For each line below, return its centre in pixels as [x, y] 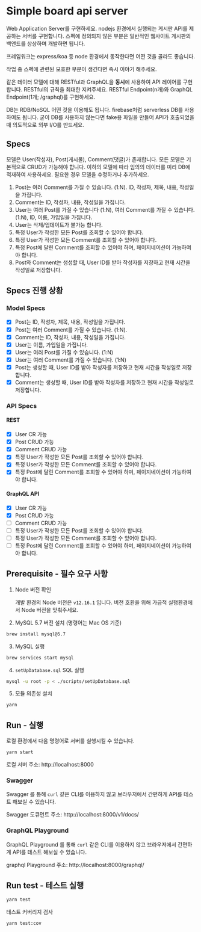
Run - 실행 [25, 725]
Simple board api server [67, 11]
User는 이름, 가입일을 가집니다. [51, 345]
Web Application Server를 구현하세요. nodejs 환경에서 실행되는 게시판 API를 [97, 28]
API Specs [22, 406]
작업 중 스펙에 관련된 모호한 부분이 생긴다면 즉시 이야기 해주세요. [82, 69]
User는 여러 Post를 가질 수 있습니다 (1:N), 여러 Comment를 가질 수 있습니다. [105, 209]
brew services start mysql [40, 658]
